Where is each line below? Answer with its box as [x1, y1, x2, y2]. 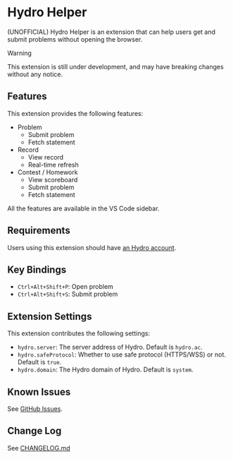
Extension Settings [7, 310, 92, 322]
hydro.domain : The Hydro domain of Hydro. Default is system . [17, 365, 194, 374]
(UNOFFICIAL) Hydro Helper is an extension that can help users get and [7, 28, 216, 36]
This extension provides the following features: [7, 109, 144, 117]
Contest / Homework [17, 167, 78, 177]
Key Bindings [7, 263, 67, 275]
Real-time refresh [27, 160, 79, 169]
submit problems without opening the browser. [7, 35, 143, 43]
